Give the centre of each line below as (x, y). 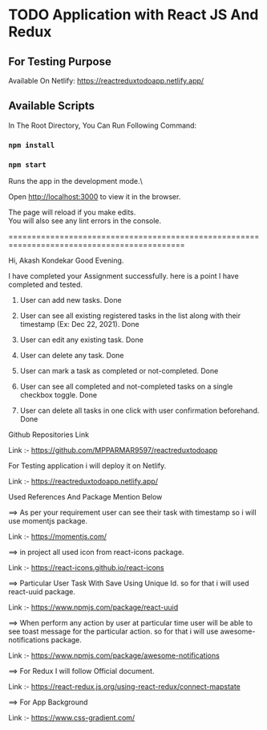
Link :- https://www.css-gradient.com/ (72, 718)
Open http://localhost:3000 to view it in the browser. (95, 197)
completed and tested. (45, 285)
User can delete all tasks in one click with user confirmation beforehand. (140, 410)
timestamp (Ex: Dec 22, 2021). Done (79, 324)
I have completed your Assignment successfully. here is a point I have (123, 276)
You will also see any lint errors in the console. (85, 221)
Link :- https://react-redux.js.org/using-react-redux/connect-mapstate (124, 687)
